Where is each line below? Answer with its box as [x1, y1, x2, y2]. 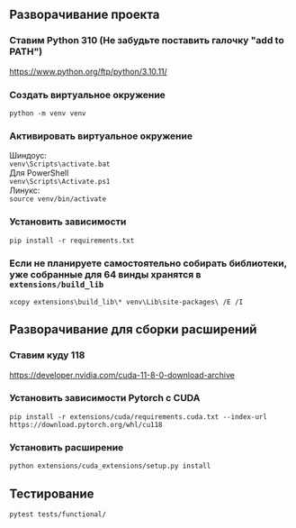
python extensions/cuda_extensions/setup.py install [9, 461, 211, 471]
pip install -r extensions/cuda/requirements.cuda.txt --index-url [9, 412, 268, 422]
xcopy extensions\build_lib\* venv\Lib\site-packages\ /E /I [9, 297, 244, 306]
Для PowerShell [9, 168, 69, 178]
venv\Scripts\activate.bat [9, 159, 111, 169]
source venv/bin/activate [9, 195, 106, 204]
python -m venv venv [9, 108, 87, 118]
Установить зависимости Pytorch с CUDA [9, 392, 201, 405]
